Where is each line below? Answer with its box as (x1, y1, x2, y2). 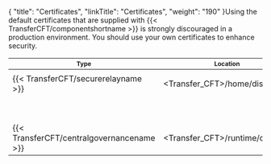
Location (214, 59, 240, 68)
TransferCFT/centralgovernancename (12, 133, 156, 143)
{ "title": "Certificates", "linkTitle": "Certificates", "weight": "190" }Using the (8, 7, 258, 16)
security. (8, 41, 38, 51)
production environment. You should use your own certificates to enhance (8, 32, 256, 42)
